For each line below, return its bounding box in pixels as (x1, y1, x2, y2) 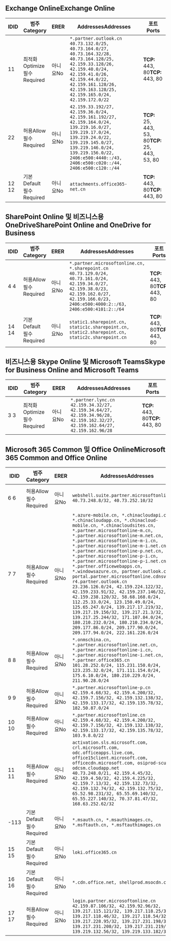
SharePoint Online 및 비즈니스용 (5, 213, 104, 221)
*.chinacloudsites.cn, (101, 523, 156, 528)
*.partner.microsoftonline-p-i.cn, (72, 553, 159, 559)
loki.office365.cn (72, 850, 117, 855)
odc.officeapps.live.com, (72, 750, 135, 756)
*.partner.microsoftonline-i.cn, (72, 647, 154, 653)
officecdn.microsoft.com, (72, 760, 135, 766)
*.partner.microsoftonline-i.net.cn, (72, 652, 164, 658)
